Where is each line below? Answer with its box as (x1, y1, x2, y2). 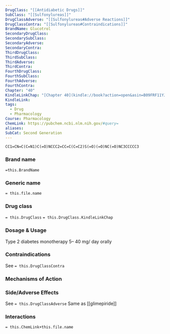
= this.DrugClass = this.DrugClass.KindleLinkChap (5, 215, 113, 220)
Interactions (5, 313, 36, 320)
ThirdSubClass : (5, 54, 37, 60)
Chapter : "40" (5, 87, 35, 93)
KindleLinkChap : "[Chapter (5, 93, 62, 98)
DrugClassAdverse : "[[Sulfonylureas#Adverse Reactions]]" (5, 17, 130, 22)
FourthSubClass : (5, 74, 39, 79)
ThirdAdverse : (5, 59, 35, 65)
